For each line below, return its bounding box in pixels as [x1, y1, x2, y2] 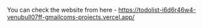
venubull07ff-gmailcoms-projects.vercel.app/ [7, 13, 135, 21]
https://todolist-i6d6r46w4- [118, 6, 196, 14]
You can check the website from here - [7, 6, 118, 14]
